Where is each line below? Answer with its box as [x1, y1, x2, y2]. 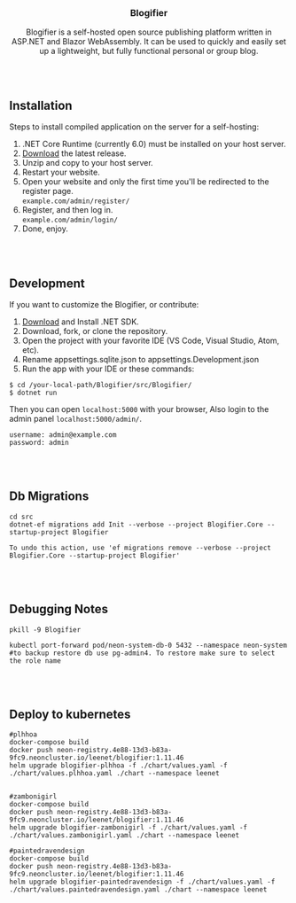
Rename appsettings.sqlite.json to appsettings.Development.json [21, 354, 260, 364]
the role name [9, 656, 62, 666]
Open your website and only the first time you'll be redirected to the [21, 176, 269, 187]
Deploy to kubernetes [9, 706, 131, 721]
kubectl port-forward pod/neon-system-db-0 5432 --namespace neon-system [9, 641, 288, 650]
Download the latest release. [21, 148, 127, 159]
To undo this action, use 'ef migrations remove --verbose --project [9, 543, 272, 552]
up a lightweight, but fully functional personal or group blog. [39, 46, 259, 57]
